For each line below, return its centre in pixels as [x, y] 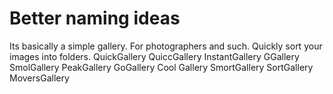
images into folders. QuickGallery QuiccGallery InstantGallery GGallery [154, 56]
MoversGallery [39, 78]
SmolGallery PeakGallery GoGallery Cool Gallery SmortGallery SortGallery [161, 67]
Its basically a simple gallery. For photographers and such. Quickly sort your [166, 46]
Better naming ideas [95, 18]
